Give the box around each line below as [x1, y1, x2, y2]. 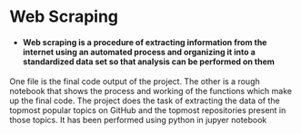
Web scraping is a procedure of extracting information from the [22, 36, 267, 47]
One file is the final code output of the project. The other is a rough [9, 76, 261, 87]
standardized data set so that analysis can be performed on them [22, 56, 276, 67]
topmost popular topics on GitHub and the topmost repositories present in [9, 105, 286, 116]
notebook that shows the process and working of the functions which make [9, 86, 293, 97]
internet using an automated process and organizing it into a [22, 46, 256, 57]
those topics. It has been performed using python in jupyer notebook [9, 115, 267, 126]
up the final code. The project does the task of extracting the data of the [9, 95, 280, 106]
